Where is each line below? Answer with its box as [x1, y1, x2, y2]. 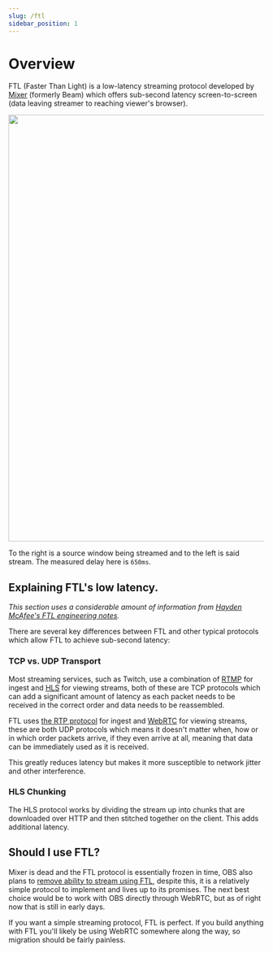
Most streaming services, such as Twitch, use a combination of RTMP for [8, 674, 253, 684]
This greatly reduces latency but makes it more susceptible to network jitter [8, 757, 262, 767]
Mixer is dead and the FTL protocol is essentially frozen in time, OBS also [8, 867, 253, 877]
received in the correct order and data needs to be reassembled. [8, 700, 225, 710]
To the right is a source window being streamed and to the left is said [8, 548, 240, 558]
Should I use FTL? [8, 846, 100, 859]
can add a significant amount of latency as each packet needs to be [8, 691, 236, 701]
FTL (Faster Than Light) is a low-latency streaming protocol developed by [8, 81, 254, 91]
